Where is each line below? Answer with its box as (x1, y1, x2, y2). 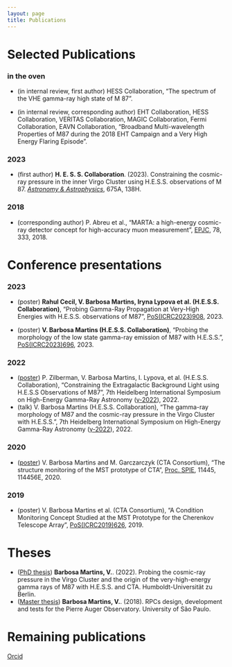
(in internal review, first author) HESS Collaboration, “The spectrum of (17, 87, 216, 95)
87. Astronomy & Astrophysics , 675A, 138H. (17, 185, 142, 193)
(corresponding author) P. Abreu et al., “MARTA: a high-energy (17, 218, 197, 226)
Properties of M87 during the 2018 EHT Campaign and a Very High (17, 130, 208, 138)
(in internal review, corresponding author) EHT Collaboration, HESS (17, 107, 209, 116)
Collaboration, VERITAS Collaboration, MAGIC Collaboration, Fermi (17, 115, 207, 123)
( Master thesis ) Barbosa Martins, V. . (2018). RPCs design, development (17, 597, 223, 605)
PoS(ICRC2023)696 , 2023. (17, 340, 94, 349)
